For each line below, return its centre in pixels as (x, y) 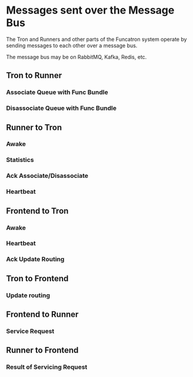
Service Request (30, 331)
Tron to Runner (34, 75)
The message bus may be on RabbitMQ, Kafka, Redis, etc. (76, 57)
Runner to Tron (34, 127)
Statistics (20, 160)
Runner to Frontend (42, 350)
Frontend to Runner (42, 315)
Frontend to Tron (37, 211)
